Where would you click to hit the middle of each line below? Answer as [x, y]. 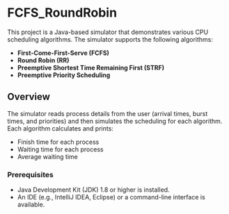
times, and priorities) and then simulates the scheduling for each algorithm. [115, 121]
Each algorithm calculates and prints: [60, 128]
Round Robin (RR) [43, 60]
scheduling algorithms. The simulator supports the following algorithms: [110, 39]
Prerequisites [30, 174]
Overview [29, 97]
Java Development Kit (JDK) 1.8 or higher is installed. [93, 190]
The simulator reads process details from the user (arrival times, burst [108, 113]
